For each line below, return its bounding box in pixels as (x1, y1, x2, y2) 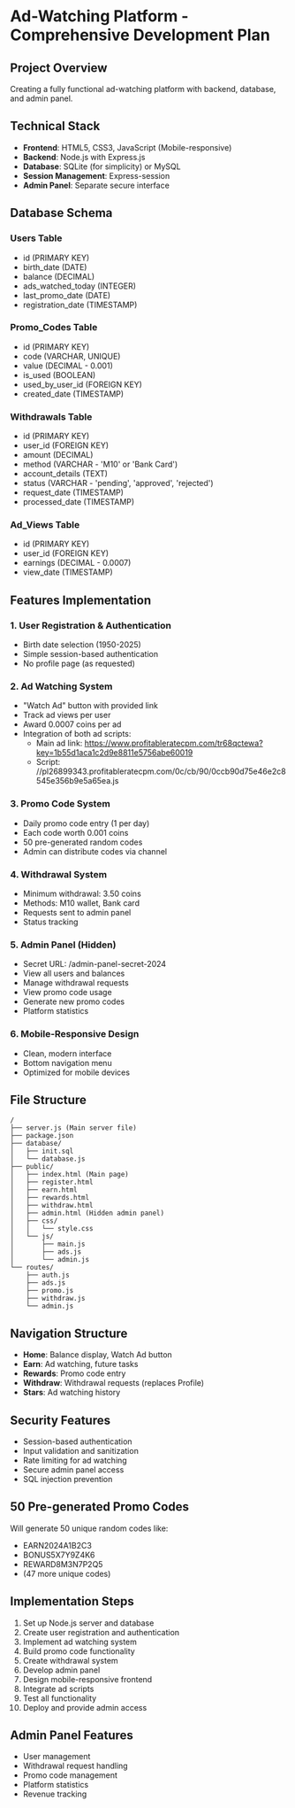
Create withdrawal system (22, 1655, 118, 1665)
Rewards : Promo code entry (22, 1368, 126, 1379)
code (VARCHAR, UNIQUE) (22, 351, 121, 361)
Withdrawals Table (10, 410, 93, 422)
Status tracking (22, 916, 79, 927)
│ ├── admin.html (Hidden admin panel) (10, 1209, 165, 1218)
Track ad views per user (22, 710, 111, 721)
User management (22, 1751, 91, 1762)
